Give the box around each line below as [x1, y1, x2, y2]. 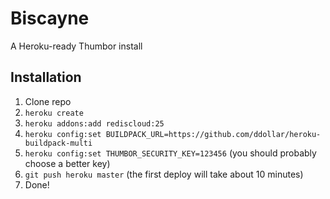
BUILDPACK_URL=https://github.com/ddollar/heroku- [105, 129, 322, 139]
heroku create [24, 108, 84, 118]
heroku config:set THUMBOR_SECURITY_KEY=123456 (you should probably [24, 147, 317, 159]
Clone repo [24, 95, 72, 107]
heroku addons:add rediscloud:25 [24, 118, 165, 129]
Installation [10, 69, 82, 86]
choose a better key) [24, 157, 111, 169]
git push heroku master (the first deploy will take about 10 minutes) [24, 168, 304, 180]
